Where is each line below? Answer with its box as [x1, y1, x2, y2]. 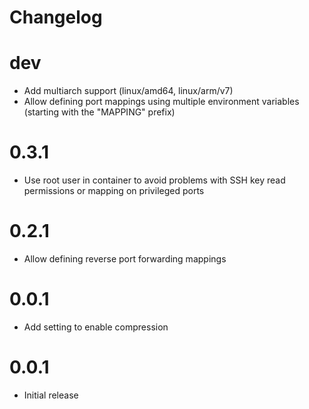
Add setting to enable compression [23, 321, 169, 333]
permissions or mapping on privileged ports [23, 185, 205, 197]
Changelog [9, 6, 103, 29]
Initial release [23, 389, 79, 401]
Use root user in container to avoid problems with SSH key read [23, 174, 286, 186]
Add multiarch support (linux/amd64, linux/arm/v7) [23, 85, 234, 97]
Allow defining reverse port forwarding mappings [23, 253, 227, 265]
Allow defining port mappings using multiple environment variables [23, 96, 300, 108]
